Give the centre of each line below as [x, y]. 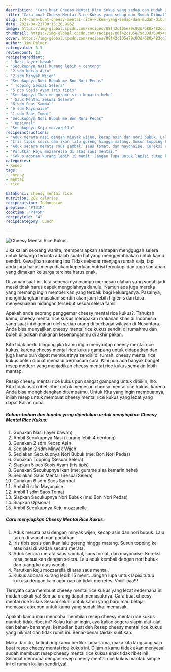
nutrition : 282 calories [32, 198]
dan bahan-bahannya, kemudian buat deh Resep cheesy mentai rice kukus [84, 627]
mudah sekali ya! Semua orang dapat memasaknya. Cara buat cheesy [79, 596]
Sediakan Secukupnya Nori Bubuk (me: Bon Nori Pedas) [72, 454]
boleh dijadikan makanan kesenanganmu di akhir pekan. [64, 334]
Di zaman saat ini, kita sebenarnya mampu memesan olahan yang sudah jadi [85, 282]
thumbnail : [17, 33]
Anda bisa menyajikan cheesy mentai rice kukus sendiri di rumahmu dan [81, 329]
